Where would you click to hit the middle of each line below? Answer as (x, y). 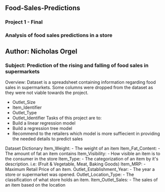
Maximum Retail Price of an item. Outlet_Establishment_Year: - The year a (80, 169)
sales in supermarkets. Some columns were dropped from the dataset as (79, 87)
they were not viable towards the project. (47, 93)
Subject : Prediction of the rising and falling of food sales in (77, 65)
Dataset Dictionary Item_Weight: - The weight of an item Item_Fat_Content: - (83, 148)
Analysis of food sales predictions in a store (59, 35)
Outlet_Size (24, 102)
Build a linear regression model (44, 123)
